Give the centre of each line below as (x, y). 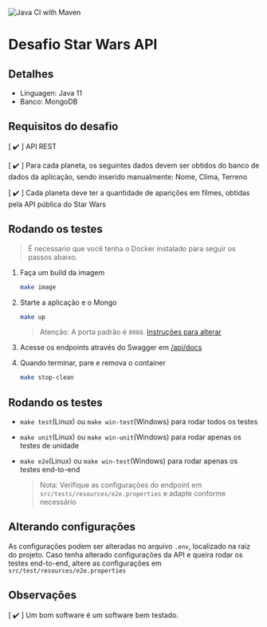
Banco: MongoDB (49, 101)
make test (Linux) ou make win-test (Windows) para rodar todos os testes (139, 422)
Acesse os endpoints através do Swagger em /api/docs (111, 348)
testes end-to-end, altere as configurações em (85, 563)
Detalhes (31, 74)
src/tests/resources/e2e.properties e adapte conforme (133, 494)
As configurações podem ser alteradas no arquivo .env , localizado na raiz (130, 546)
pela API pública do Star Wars (57, 204)
